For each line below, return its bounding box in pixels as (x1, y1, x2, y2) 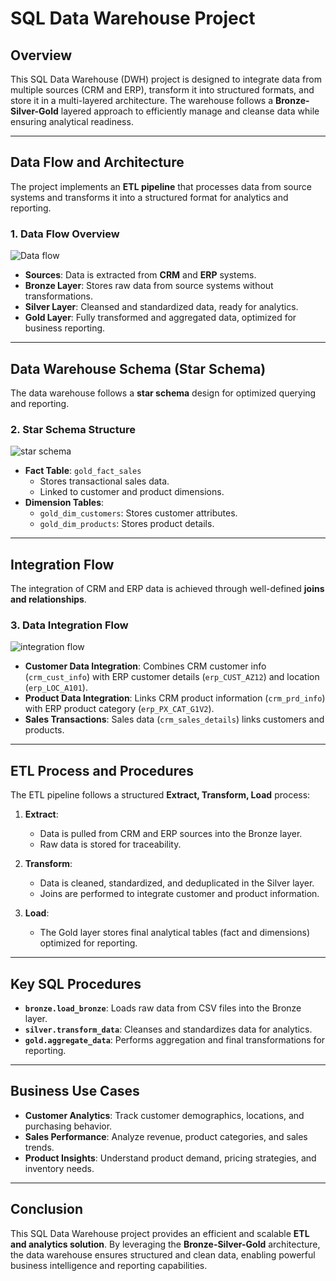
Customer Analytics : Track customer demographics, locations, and (24, 1109, 305, 1121)
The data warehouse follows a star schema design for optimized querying (10, 387, 317, 399)
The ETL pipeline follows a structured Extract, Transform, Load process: (10, 789, 311, 801)
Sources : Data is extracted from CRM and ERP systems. (24, 269, 257, 281)
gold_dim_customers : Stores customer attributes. (39, 507, 238, 519)
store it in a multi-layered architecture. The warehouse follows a (10, 95, 274, 106)
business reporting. (24, 322, 106, 334)
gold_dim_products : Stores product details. (39, 518, 215, 530)
